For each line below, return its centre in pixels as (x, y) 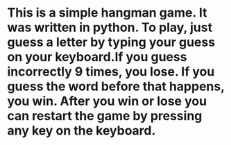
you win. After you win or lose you (107, 101)
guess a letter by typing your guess (111, 42)
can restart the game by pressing (105, 116)
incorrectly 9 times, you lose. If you (111, 72)
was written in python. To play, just (110, 27)
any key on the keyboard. (82, 131)
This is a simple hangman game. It (107, 13)
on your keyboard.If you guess (97, 57)
